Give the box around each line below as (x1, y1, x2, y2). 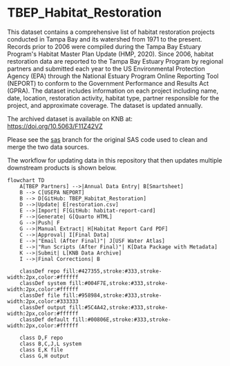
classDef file (19, 292, 60, 299)
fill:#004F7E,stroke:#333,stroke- (68, 280, 169, 286)
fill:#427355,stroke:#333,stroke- (62, 268, 162, 275)
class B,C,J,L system (19, 340, 82, 347)
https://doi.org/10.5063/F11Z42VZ (7, 122, 103, 130)
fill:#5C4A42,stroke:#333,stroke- (68, 304, 169, 311)
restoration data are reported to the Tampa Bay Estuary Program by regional (7, 57, 224, 65)
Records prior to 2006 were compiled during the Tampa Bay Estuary (7, 42, 202, 51)
